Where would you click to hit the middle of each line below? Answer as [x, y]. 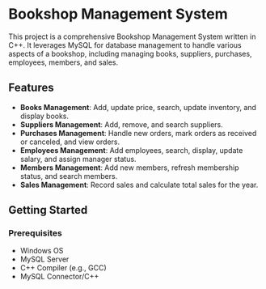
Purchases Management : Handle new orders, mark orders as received [138, 133]
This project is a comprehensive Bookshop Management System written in [132, 36]
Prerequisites [35, 233]
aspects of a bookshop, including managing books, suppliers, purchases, [130, 53]
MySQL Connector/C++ [59, 277]
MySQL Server [44, 259]
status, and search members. [69, 176]
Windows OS [42, 251]
